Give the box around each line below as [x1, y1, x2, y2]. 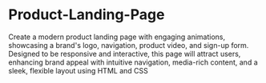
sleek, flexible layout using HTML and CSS [8, 65, 148, 75]
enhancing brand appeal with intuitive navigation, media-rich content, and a [8, 57, 258, 67]
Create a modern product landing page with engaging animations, [8, 32, 226, 41]
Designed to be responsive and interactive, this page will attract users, [8, 49, 241, 58]
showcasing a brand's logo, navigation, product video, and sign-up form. [8, 40, 249, 49]
